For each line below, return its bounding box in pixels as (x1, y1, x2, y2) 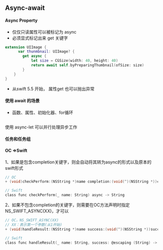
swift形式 (5, 165, 23, 171)
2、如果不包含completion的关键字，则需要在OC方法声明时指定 (5, 202, 130, 208)
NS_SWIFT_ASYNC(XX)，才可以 (5, 208, 69, 214)
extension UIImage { (5, 45, 47, 50)
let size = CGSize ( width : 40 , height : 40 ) (31, 58, 118, 63)
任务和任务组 (5, 136, 31, 142)
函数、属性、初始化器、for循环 (12, 109, 74, 115)
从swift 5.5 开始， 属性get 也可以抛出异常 (12, 86, 95, 91)
